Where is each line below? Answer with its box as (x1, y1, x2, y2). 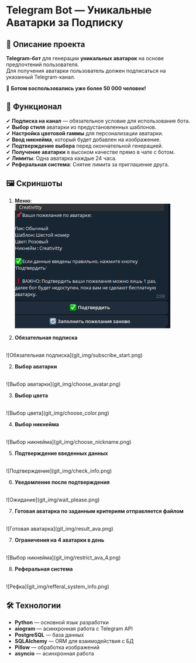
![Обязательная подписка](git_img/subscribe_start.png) (6, 351, 143, 358)
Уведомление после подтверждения (14, 479, 110, 486)
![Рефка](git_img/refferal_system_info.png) (6, 583, 109, 590)
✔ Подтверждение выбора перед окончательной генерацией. (6, 142, 163, 149)
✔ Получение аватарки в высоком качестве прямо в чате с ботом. (6, 148, 176, 155)
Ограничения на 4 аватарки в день (14, 536, 105, 544)
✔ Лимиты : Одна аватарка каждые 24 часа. (6, 155, 117, 162)
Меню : (14, 197, 32, 204)
